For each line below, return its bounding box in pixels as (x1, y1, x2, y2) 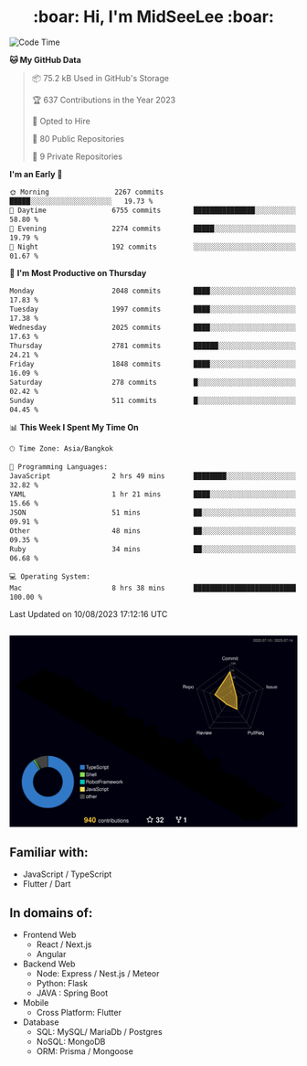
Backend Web (22, 958, 76, 970)
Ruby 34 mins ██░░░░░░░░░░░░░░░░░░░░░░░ (9, 544, 297, 554)
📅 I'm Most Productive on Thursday (9, 267, 147, 278)
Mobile (22, 997, 49, 1008)
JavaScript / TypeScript (22, 869, 112, 879)
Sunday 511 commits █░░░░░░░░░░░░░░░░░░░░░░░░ (9, 396, 297, 405)
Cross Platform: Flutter (36, 1007, 122, 1018)
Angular (36, 949, 67, 960)
